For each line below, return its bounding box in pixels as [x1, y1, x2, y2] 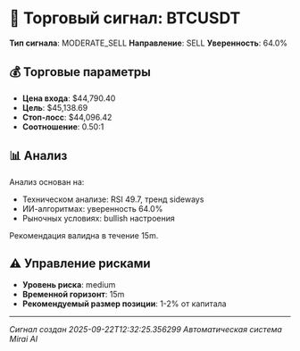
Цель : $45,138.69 [21, 102, 88, 113]
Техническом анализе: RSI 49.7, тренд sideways [21, 194, 204, 205]
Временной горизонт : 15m [21, 289, 125, 300]
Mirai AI [9, 334, 38, 345]
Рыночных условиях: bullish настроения [21, 213, 176, 223]
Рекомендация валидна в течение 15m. [9, 230, 159, 240]
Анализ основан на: [9, 176, 85, 187]
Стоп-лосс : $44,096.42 [21, 112, 112, 122]
